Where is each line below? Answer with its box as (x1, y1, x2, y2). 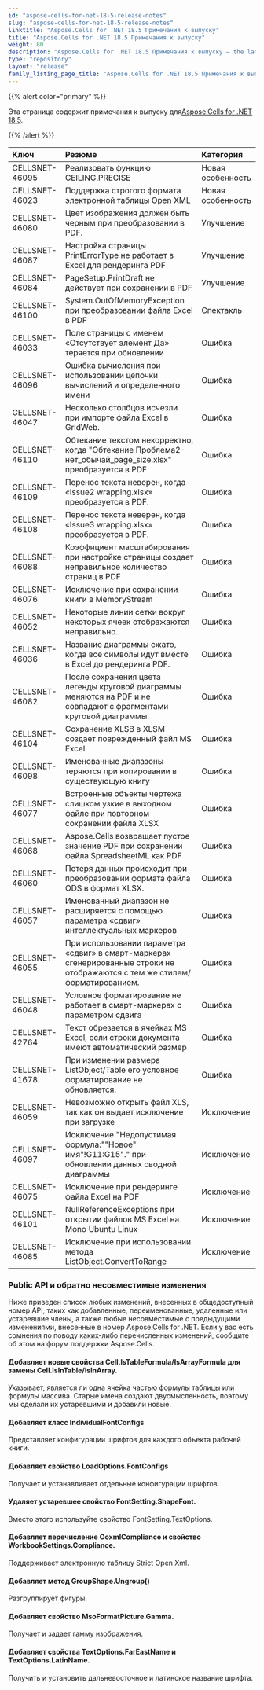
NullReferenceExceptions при (64, 1203, 175, 1214)
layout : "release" (8, 63, 68, 71)
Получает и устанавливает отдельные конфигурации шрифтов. (8, 1479, 220, 1488)
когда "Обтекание (64, 444, 134, 455)
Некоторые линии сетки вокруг (64, 606, 185, 617)
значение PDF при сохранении (64, 840, 183, 851)
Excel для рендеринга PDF (64, 259, 167, 270)
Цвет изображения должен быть (64, 208, 190, 219)
